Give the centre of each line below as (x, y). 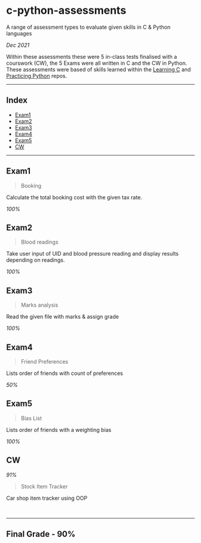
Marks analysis (39, 305)
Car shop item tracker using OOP (47, 498)
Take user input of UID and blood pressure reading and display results (92, 254)
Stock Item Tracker (44, 486)
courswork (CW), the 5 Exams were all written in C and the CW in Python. (97, 63)
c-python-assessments (66, 10)
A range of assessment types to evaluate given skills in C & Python (88, 27)
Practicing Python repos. (37, 76)
